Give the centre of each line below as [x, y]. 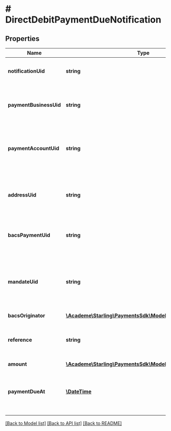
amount [17, 364]
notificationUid [26, 71]
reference [20, 340]
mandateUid [23, 282]
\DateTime [79, 391]
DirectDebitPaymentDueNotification [83, 20]
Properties [22, 39]
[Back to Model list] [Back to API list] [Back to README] [64, 423]
